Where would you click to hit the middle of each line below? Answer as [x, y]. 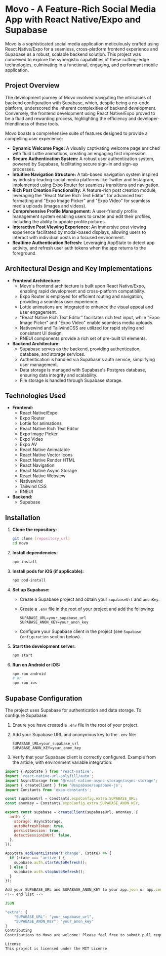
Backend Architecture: [36, 343]
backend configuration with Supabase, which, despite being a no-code [77, 103]
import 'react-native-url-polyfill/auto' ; [49, 776]
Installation [23, 518]
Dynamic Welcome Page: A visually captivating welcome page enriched [86, 148]
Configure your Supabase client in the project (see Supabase [81, 631]
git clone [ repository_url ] [41, 539]
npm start [22, 655]
